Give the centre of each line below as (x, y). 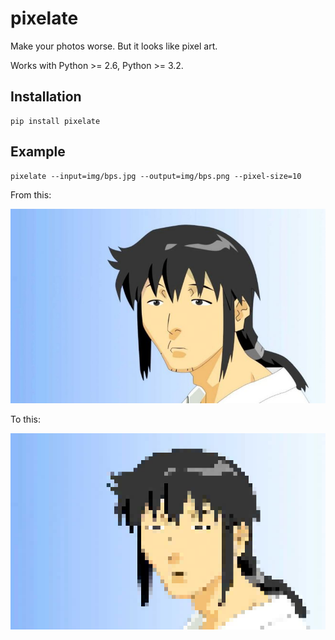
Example (38, 152)
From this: (31, 194)
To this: (25, 419)
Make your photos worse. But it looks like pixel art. (114, 46)
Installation (46, 97)
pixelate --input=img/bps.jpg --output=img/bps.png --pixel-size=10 (156, 176)
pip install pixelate (55, 121)
